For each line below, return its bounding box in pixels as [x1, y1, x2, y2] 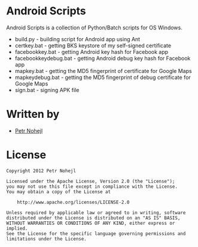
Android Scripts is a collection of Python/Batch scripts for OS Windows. [6, 24, 182, 31]
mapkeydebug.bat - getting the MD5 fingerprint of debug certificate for [14, 74, 191, 81]
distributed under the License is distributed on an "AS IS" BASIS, [6, 215, 181, 221]
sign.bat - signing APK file [14, 86, 80, 93]
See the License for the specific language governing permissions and [6, 230, 186, 237]
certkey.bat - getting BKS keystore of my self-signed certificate [14, 42, 172, 49]
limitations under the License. [6, 236, 87, 242]
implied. [6, 225, 28, 231]
